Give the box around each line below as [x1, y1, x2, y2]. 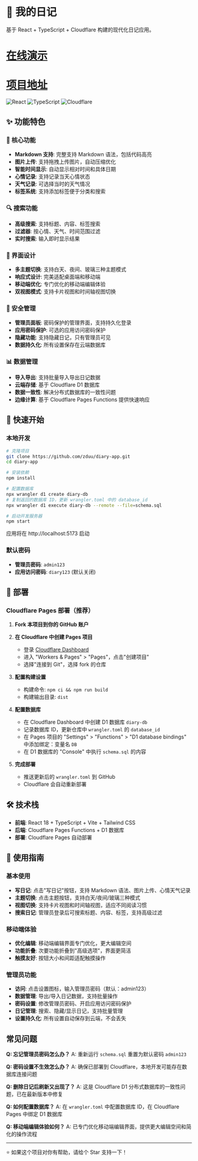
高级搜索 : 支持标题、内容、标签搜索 [14, 220, 101, 228]
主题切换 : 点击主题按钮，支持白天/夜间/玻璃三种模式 [14, 894, 140, 901]
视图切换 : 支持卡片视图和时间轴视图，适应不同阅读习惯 [14, 901, 147, 908]
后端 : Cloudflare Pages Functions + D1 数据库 [14, 827, 125, 834]
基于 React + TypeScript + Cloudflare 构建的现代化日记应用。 [6, 26, 154, 33]
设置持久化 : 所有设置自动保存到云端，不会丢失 [14, 1015, 127, 1022]
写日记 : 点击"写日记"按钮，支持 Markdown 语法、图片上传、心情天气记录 [14, 886, 191, 894]
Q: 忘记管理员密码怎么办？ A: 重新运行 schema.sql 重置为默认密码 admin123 [6, 1051, 187, 1058]
